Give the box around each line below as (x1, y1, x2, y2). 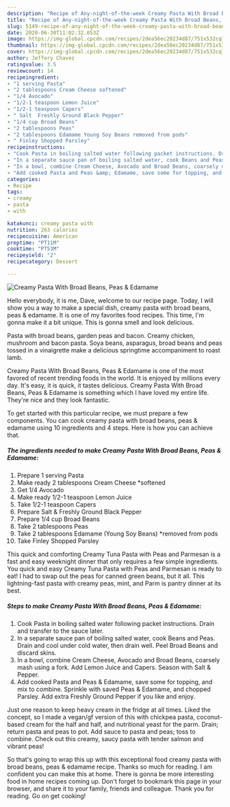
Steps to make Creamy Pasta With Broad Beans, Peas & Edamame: (7, 602, 202, 610)
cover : (7, 49, 26, 56)
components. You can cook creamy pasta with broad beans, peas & (7, 416, 198, 424)
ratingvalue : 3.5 (7, 61, 57, 68)
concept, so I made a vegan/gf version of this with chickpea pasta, (7, 712, 195, 721)
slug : (7, 23, 23, 29)
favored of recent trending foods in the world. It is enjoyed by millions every (7, 374, 221, 382)
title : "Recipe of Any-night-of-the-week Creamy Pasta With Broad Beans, (7, 16, 222, 23)
